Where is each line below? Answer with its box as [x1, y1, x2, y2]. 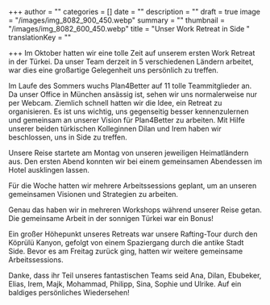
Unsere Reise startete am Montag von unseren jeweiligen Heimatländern [8, 148, 249, 157]
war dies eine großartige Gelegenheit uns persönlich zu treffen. [8, 65, 219, 75]
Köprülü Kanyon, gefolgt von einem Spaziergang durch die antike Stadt [8, 238, 244, 247]
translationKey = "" [8, 32, 72, 42]
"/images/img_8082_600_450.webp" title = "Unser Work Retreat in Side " [8, 24, 250, 33]
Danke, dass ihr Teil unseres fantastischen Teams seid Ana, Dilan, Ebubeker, [8, 270, 262, 280]
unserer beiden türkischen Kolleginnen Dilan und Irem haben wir [8, 124, 222, 133]
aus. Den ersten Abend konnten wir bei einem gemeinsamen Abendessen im [8, 157, 263, 166]
